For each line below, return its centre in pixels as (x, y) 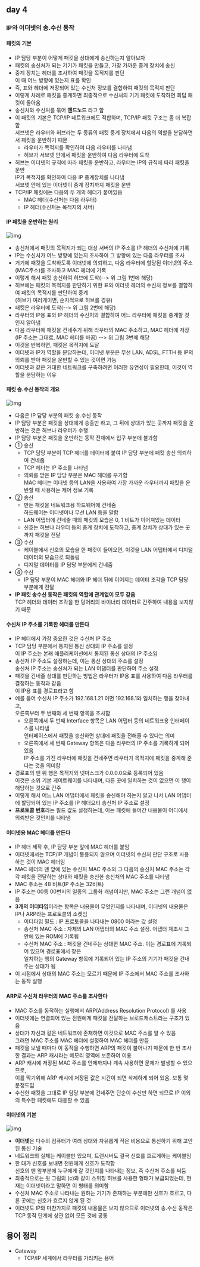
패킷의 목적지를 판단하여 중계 (54, 293)
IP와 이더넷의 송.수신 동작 (40, 28)
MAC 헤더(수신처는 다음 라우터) (60, 199)
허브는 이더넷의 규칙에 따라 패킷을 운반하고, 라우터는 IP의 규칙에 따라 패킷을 (102, 162)
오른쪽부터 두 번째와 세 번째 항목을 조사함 (62, 714)
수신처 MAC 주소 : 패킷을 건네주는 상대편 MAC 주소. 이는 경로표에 (100, 944)
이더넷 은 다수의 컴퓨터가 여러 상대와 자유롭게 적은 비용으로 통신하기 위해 (98, 1140)
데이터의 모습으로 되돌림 (52, 557)
